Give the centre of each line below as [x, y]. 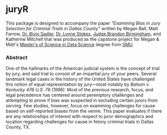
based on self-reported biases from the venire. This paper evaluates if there [84, 111]
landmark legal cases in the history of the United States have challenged [80, 79]
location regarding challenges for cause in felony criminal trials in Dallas [80, 122]
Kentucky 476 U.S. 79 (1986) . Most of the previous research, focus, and [79, 90]
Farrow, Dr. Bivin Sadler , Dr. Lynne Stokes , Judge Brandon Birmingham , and [83, 34]
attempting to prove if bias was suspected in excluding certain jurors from [82, 100]
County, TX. [18, 127]
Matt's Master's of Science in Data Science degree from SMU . [70, 44]
